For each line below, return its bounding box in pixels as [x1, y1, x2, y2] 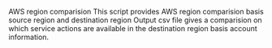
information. [8, 32, 50, 42]
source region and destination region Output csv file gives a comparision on [8, 15, 262, 25]
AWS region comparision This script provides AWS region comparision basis [8, 7, 264, 16]
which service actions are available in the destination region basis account [8, 24, 257, 33]
